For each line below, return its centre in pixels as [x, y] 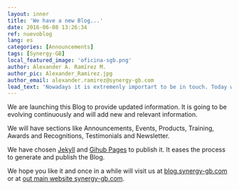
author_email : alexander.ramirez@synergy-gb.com [81, 80]
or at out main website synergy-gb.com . [66, 179]
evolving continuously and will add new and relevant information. [102, 115]
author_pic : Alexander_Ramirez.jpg [60, 73]
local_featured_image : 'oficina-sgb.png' [70, 60]
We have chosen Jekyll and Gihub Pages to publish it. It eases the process [117, 149]
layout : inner [28, 14]
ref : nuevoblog [30, 34]
